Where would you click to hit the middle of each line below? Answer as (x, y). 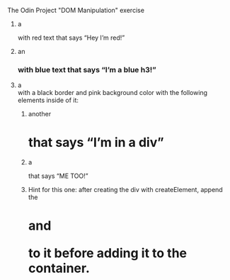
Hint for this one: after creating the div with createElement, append (125, 190)
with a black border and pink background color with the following (112, 93)
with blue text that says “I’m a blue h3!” (87, 69)
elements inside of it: (48, 100)
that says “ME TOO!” (58, 176)
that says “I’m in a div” (96, 143)
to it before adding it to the (108, 253)
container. (59, 268)
